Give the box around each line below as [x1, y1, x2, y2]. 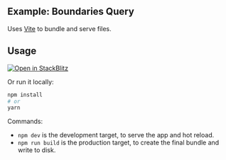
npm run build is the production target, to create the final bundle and [17, 138, 220, 147]
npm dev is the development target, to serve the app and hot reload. [17, 131, 215, 139]
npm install [7, 91, 43, 98]
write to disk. [17, 146, 56, 154]
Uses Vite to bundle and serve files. [7, 24, 112, 33]
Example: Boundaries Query [7, 6, 135, 18]
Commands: [7, 117, 43, 126]
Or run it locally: [7, 77, 55, 86]
